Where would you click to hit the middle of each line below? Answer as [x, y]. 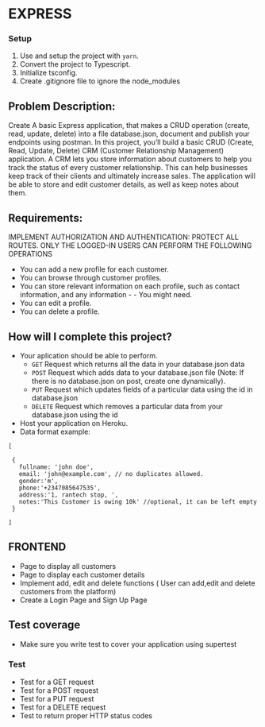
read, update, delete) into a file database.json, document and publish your [129, 134]
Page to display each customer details [82, 574]
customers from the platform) [68, 591]
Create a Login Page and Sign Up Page [83, 600]
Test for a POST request [59, 690]
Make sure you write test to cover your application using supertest [128, 644]
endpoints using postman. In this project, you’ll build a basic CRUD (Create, [131, 142]
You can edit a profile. [56, 304]
